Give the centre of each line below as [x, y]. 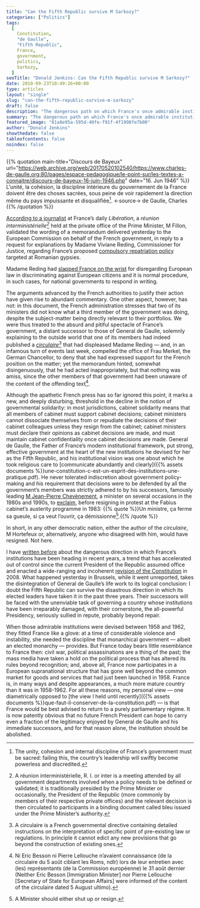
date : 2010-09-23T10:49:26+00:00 [48, 84]
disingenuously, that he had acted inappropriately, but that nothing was [93, 370]
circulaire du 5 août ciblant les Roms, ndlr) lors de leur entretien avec [99, 862]
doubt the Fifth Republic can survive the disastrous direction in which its [95, 589]
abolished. [19, 734]
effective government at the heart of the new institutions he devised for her [98, 452]
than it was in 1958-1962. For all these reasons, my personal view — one [95, 690]
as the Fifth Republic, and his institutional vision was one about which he [95, 458]
